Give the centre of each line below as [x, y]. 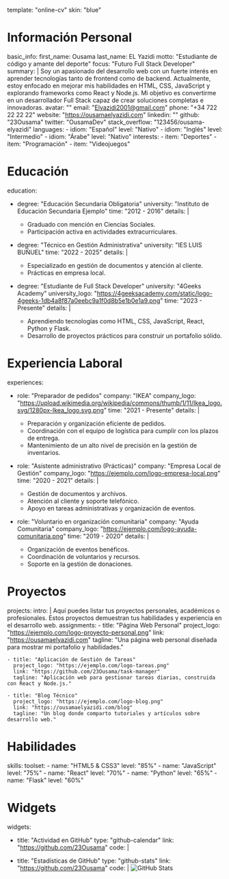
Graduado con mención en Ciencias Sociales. [91, 224]
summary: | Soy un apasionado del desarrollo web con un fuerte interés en [112, 71]
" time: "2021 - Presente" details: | [152, 410]
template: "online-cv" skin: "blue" [54, 10]
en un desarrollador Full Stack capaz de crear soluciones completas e [105, 100]
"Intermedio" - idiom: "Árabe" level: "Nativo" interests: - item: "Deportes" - [112, 136]
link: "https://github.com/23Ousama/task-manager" [87, 671]
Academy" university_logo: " [57, 293]
